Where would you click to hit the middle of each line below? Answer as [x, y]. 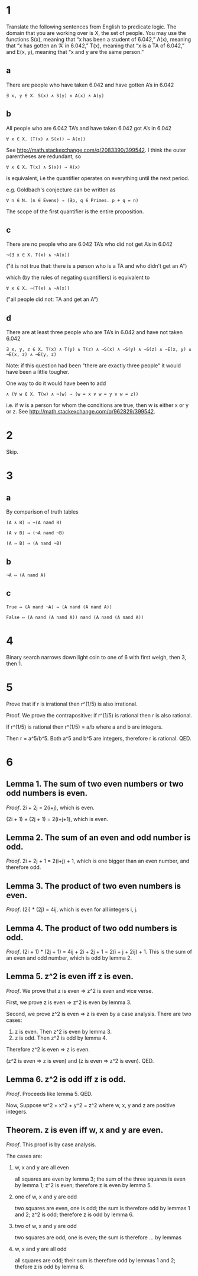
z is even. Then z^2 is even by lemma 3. [63, 1031]
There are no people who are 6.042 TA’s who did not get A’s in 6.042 [89, 244]
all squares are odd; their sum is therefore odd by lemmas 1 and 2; [95, 1260]
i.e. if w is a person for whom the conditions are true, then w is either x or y [98, 405]
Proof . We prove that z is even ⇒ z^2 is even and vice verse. [80, 990]
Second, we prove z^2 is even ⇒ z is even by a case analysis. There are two [99, 1014]
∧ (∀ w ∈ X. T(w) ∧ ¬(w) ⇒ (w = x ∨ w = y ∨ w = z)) [72, 395]
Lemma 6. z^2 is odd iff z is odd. [66, 1080]
